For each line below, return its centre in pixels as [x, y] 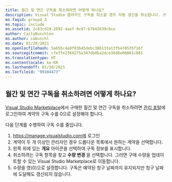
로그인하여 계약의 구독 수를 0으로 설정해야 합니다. [55, 114]
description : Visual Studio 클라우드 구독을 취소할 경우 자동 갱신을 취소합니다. [83, 15]
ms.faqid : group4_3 [26, 19]
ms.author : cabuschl [27, 39]
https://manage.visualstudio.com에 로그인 [56, 135]
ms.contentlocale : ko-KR [32, 63]
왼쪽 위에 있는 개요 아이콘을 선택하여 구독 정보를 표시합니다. [72, 148]
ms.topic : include [25, 24]
